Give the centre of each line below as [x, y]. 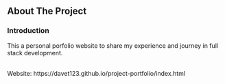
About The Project [47, 11]
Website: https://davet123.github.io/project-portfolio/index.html [96, 73]
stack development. [35, 53]
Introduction [28, 31]
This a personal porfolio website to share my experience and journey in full [113, 45]
